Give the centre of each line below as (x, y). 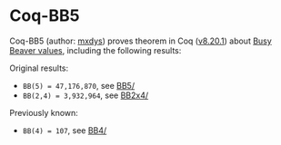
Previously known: (44, 112)
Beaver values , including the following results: (95, 50)
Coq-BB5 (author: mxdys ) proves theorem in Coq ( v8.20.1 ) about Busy (141, 41)
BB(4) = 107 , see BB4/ (65, 130)
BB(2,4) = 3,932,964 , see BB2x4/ (85, 95)
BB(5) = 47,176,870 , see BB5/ (78, 85)
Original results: (39, 68)
